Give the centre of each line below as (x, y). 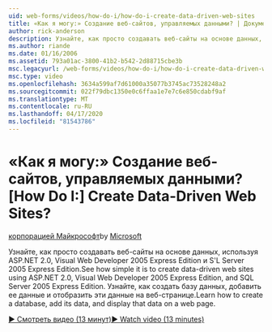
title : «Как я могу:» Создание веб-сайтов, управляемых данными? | (125, 24)
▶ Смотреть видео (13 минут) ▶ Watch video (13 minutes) (106, 319)
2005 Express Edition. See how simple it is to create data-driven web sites (131, 269)
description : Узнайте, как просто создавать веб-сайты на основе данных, (136, 39)
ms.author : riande (39, 46)
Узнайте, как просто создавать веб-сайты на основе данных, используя (134, 252)
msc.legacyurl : (34, 69)
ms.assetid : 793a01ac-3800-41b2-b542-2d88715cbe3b (96, 62)
